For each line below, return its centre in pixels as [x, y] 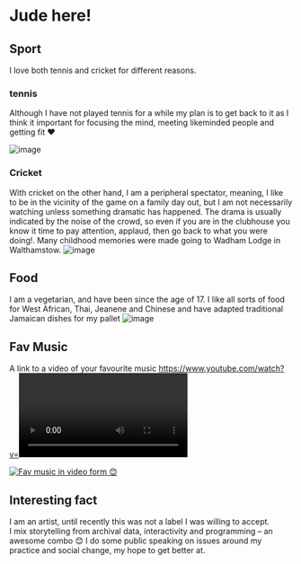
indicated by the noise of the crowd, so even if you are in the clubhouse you [150, 221]
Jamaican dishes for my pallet [65, 319]
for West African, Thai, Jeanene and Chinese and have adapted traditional [146, 309]
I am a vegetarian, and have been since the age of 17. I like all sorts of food [147, 300]
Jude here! [50, 16]
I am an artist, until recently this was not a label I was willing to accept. [140, 522]
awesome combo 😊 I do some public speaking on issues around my [136, 541]
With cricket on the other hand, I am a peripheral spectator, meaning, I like [146, 192]
